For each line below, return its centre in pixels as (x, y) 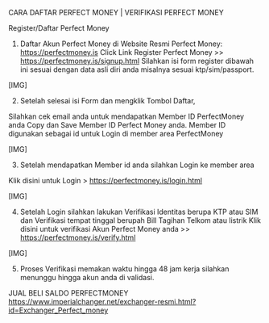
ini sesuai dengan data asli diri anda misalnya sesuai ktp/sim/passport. (137, 69)
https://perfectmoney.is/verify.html (78, 237)
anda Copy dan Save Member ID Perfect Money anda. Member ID (117, 125)
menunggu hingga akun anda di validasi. (87, 277)
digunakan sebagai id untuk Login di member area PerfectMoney (116, 134)
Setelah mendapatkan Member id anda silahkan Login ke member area (137, 165)
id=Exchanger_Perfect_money (58, 310)
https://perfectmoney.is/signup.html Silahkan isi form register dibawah (137, 61)
